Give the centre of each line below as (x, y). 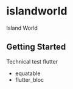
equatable (28, 73)
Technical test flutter (32, 61)
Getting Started (36, 47)
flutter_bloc (30, 79)
